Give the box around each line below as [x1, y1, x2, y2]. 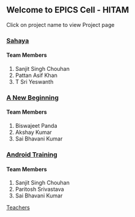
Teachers [6, 204, 31, 211]
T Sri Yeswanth [15, 78, 54, 85]
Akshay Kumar [15, 128, 52, 136]
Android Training [6, 150, 58, 158]
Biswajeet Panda [15, 122, 57, 130]
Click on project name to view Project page [6, 21, 115, 28]
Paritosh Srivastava [15, 186, 64, 193]
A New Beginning [6, 93, 59, 101]
